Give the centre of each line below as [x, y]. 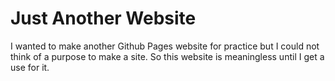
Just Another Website [103, 18]
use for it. [30, 67]
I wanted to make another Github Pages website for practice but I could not [165, 46]
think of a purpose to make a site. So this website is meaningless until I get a [167, 56]
